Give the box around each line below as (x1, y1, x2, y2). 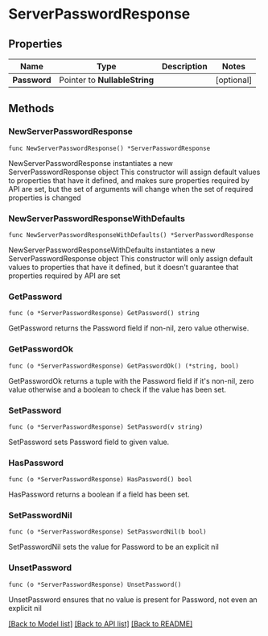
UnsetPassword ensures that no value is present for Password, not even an (8, 594, 258, 605)
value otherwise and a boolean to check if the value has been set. (8, 385, 227, 394)
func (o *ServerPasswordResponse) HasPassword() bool (8, 476, 193, 484)
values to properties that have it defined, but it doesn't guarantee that (8, 262, 239, 272)
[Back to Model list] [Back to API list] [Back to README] (8, 618, 193, 629)
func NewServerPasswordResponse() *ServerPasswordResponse (8, 144, 211, 152)
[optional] (215, 74, 253, 85)
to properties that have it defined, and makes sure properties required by (8, 175, 249, 185)
